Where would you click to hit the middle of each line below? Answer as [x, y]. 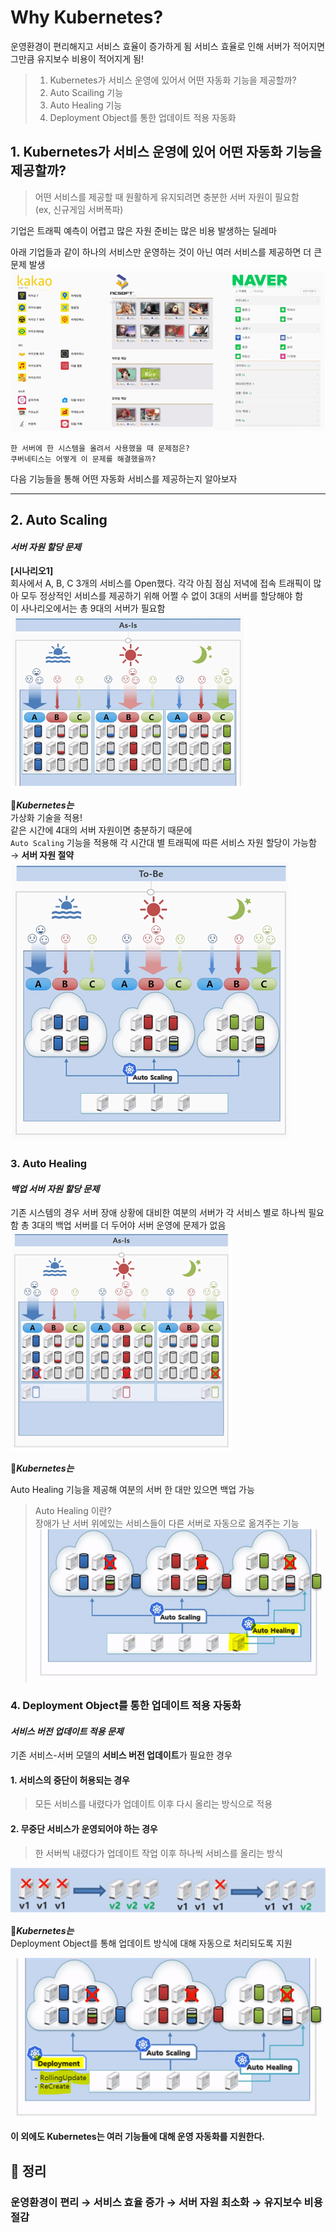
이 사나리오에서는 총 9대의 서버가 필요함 [88, 608]
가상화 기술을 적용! [46, 818]
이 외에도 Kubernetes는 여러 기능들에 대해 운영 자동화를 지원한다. [137, 2137]
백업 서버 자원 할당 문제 [55, 1188]
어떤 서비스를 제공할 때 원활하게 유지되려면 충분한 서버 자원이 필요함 [167, 197]
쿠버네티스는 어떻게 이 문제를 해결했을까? [83, 459]
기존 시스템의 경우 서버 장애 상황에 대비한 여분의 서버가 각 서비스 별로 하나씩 [158, 1213]
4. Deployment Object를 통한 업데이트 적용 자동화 [126, 1705]
